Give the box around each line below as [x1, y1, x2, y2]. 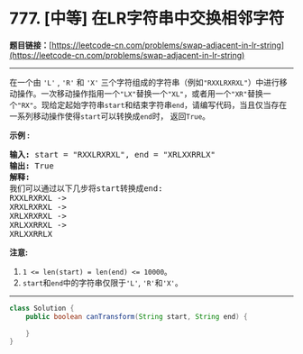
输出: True [9, 160, 54, 171]
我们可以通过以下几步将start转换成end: [9, 183, 163, 194]
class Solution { [9, 304, 75, 313]
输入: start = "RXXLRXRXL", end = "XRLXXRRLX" [9, 150, 216, 159]
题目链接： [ [9, 40, 52, 50]
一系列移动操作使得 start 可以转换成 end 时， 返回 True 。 [9, 110, 210, 122]
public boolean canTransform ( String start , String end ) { [25, 312, 248, 321]
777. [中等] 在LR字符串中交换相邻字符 [9, 8, 285, 29]
